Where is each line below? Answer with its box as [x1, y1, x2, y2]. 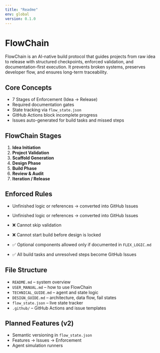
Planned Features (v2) [5, 319, 74, 328]
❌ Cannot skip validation [12, 222, 62, 228]
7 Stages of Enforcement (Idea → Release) [12, 97, 98, 102]
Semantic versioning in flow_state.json [12, 332, 92, 338]
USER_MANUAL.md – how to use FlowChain [12, 284, 92, 290]
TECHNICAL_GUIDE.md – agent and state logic [12, 289, 99, 295]
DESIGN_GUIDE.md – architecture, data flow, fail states [12, 295, 117, 301]
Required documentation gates [12, 101, 75, 108]
